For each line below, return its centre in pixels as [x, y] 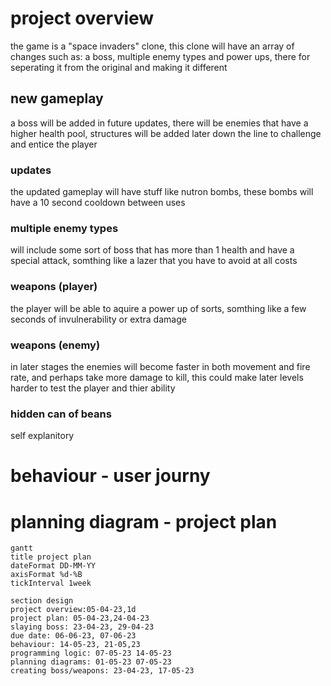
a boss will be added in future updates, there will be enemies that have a [159, 123]
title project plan [51, 557]
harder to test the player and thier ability [93, 388]
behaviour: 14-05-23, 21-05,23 [75, 645]
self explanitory [42, 436]
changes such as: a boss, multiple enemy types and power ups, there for [160, 56]
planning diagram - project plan [144, 521]
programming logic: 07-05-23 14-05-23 [91, 653]
